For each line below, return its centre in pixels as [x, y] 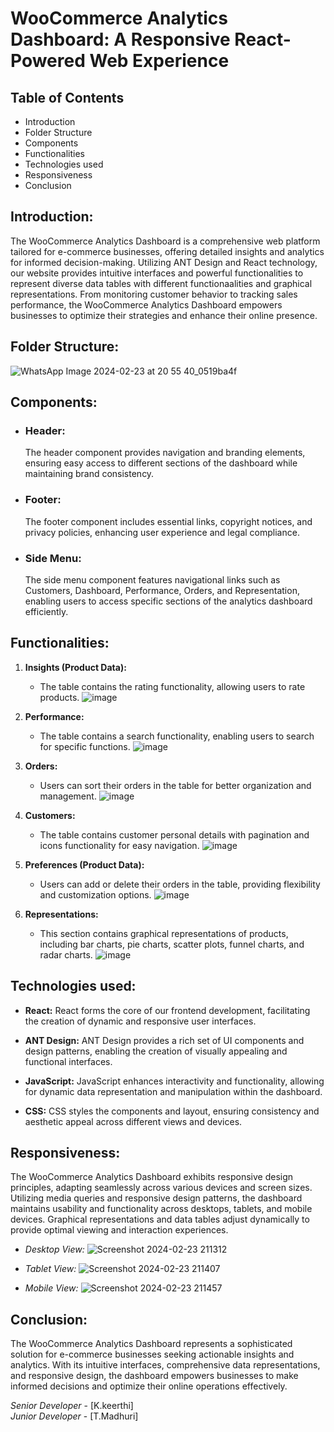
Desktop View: [54, 1249]
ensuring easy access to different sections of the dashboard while [161, 463]
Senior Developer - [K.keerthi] [72, 1406]
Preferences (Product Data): [84, 864]
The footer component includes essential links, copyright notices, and [168, 521]
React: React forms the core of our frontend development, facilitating [167, 1010]
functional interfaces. [68, 1061]
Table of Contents [67, 97]
